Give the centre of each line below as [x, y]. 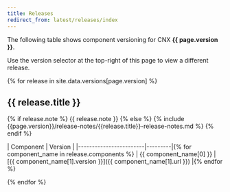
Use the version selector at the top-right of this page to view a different [108, 60]
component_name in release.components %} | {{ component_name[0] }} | [112, 154]
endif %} [20, 134]
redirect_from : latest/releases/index [62, 20]
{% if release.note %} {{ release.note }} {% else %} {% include [96, 119]
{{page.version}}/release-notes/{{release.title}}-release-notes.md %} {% [111, 126]
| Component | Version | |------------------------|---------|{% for [100, 147]
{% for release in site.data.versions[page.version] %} [82, 81]
